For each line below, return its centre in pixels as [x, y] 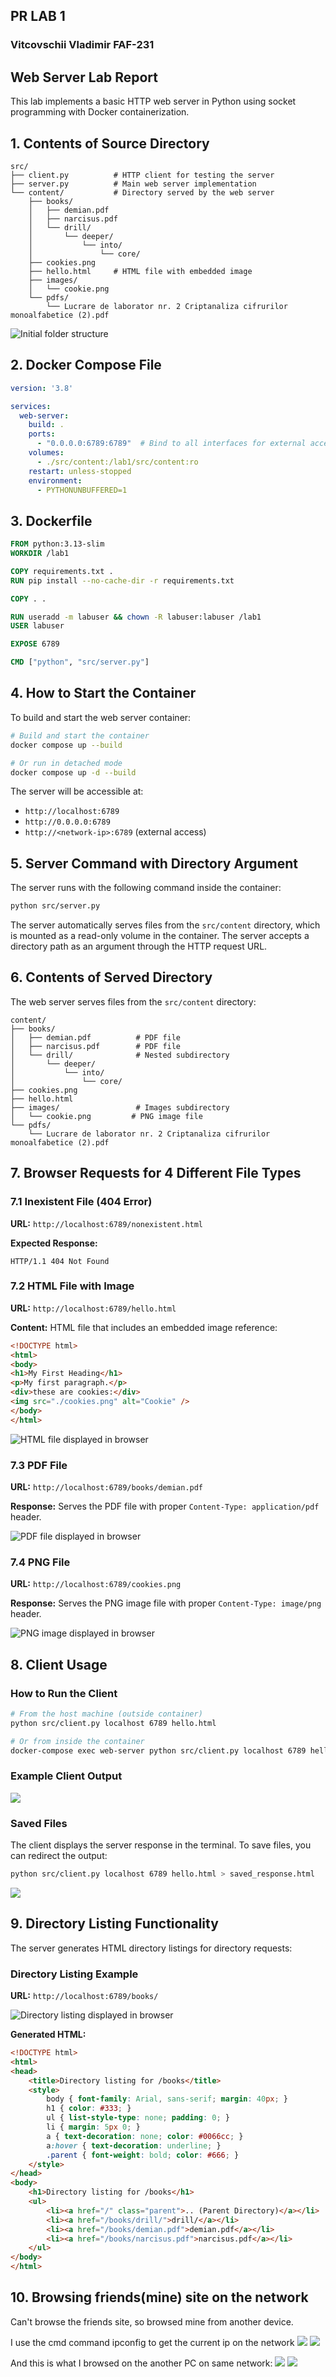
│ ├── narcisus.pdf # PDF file [96, 1046]
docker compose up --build [66, 745]
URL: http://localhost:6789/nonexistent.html [107, 1223]
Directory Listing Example [74, 1974]
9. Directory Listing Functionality [114, 1924]
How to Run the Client [64, 1693]
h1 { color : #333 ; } [89, 2109]
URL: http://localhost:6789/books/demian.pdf [107, 1487]
